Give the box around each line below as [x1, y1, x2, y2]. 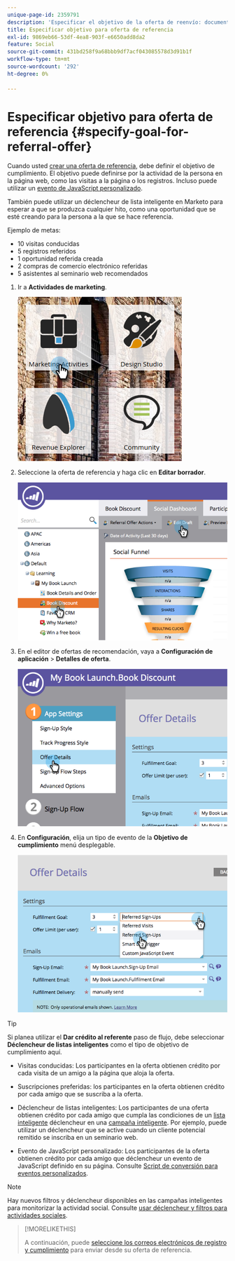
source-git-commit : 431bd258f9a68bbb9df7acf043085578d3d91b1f [7, 48, 192, 55]
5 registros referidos [17, 247, 77, 256]
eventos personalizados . [17, 1169, 89, 1178]
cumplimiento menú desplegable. [17, 841, 115, 849]
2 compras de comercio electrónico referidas [17, 262, 148, 270]
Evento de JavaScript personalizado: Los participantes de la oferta [17, 1147, 210, 1155]
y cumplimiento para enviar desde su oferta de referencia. [24, 1246, 192, 1254]
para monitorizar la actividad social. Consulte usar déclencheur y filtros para [7, 1204, 227, 1212]
